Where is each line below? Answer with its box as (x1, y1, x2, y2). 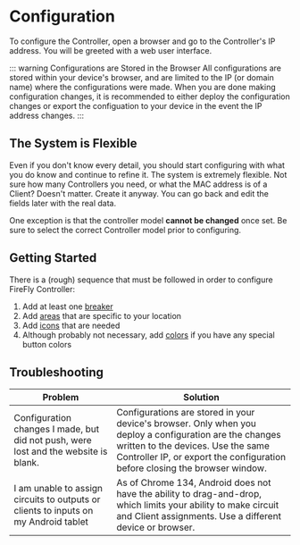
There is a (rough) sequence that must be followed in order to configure (9, 274, 274, 285)
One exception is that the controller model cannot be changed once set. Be (9, 214, 287, 225)
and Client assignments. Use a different (115, 510, 281, 523)
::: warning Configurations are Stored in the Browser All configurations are (9, 63, 282, 73)
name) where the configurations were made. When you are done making (9, 81, 277, 92)
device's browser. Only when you (115, 417, 256, 430)
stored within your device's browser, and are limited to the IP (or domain (9, 71, 274, 82)
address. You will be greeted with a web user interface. (9, 45, 212, 55)
